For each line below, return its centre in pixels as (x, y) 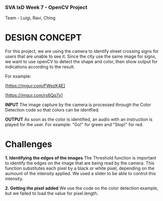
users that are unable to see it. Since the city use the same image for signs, (81, 56)
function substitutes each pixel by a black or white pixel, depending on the (80, 168)
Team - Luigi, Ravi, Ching (30, 18)
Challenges (29, 145)
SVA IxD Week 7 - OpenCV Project (46, 7)
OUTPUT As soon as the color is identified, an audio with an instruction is (79, 119)
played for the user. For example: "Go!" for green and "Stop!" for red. (74, 125)
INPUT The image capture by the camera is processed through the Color (78, 105)
